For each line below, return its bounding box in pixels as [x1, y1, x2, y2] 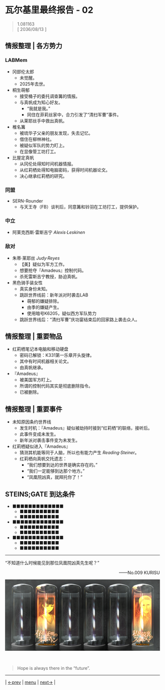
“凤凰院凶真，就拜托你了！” [27, 474, 82, 480]
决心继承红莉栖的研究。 [19, 173, 67, 179]
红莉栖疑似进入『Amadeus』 [12, 443, 70, 450]
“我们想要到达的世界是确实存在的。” [27, 462, 98, 468]
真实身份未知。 [19, 286, 50, 291]
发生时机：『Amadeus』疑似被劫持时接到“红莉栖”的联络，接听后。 [19, 425, 153, 431]
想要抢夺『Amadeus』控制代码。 [19, 267, 86, 273]
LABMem [5, 57, 28, 64]
